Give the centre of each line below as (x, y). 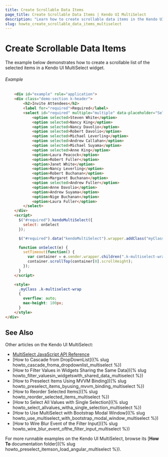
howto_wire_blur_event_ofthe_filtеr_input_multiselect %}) (71, 429)
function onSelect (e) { (43, 248)
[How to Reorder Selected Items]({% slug (55, 392)
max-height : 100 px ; (43, 303)
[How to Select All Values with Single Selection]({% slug (70, 402)
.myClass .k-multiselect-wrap (50, 289)
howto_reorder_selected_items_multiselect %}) (61, 397)
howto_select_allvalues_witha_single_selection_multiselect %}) (77, 408)
